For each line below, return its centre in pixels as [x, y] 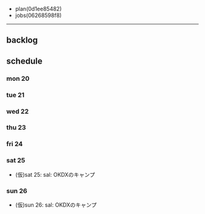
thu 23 [16, 128]
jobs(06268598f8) [38, 15]
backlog [22, 40]
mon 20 [18, 78]
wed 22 [18, 111]
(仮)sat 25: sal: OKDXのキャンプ [55, 174]
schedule [24, 61]
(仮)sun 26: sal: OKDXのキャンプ [56, 205]
